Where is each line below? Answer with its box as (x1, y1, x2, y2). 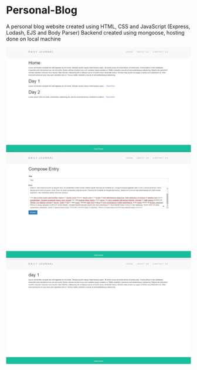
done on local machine (6, 35, 62, 42)
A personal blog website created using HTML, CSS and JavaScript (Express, (6, 23, 191, 30)
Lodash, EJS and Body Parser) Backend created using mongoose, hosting (6, 29, 185, 36)
